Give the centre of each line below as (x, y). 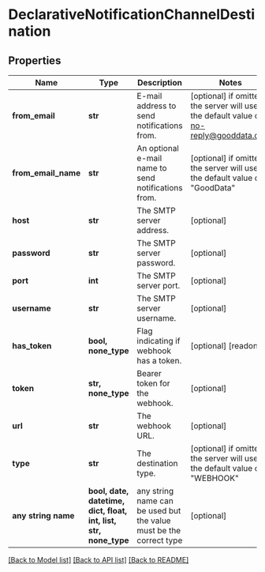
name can (155, 501)
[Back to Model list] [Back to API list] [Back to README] (99, 560)
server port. (159, 286)
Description (160, 83)
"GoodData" (213, 188)
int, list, (102, 521)
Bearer (149, 373)
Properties (35, 60)
